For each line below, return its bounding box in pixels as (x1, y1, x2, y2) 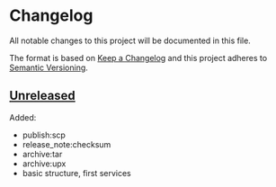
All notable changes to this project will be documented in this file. (9, 35, 252, 46)
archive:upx (22, 158, 67, 169)
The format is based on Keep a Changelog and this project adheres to (9, 52, 268, 63)
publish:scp (22, 129, 66, 140)
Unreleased (9, 88, 76, 103)
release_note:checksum (22, 138, 111, 149)
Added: (9, 111, 37, 122)
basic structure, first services (22, 167, 132, 178)
